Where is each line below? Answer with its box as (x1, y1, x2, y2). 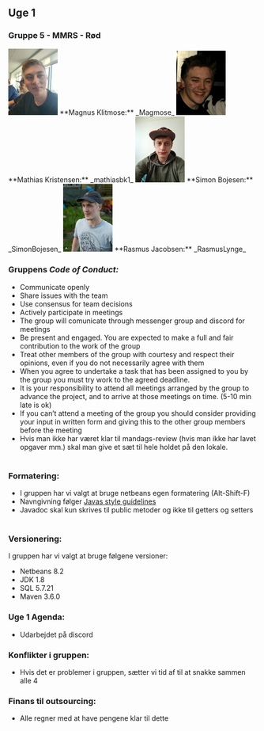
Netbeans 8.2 (19, 566, 65, 577)
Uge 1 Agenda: (8, 611, 66, 622)
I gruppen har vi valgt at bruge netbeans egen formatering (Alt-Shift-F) (19, 489, 251, 498)
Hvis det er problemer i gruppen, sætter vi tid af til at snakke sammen (19, 667, 247, 676)
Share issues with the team (19, 291, 108, 300)
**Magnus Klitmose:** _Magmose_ (58, 107, 175, 117)
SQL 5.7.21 (19, 584, 54, 593)
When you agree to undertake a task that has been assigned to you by (19, 366, 249, 375)
